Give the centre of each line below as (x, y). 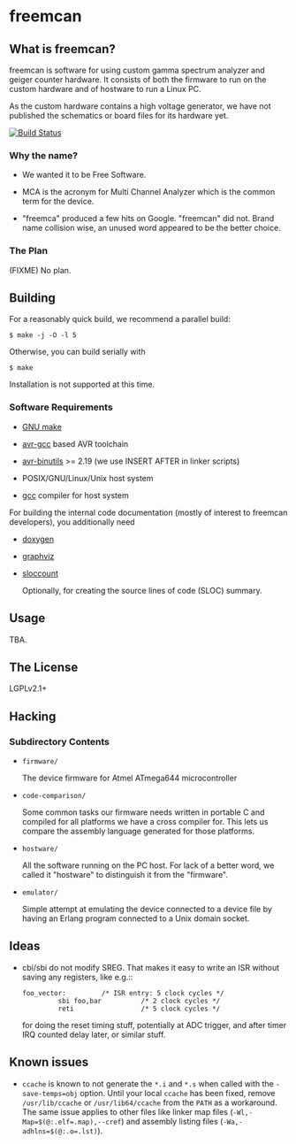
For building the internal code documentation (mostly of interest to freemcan (148, 512)
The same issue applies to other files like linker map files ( (127, 1111)
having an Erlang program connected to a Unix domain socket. (136, 918)
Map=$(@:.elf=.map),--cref (72, 1122)
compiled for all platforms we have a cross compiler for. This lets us (145, 822)
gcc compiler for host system (76, 495)
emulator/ (40, 893)
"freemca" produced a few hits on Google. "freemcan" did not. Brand (148, 219)
